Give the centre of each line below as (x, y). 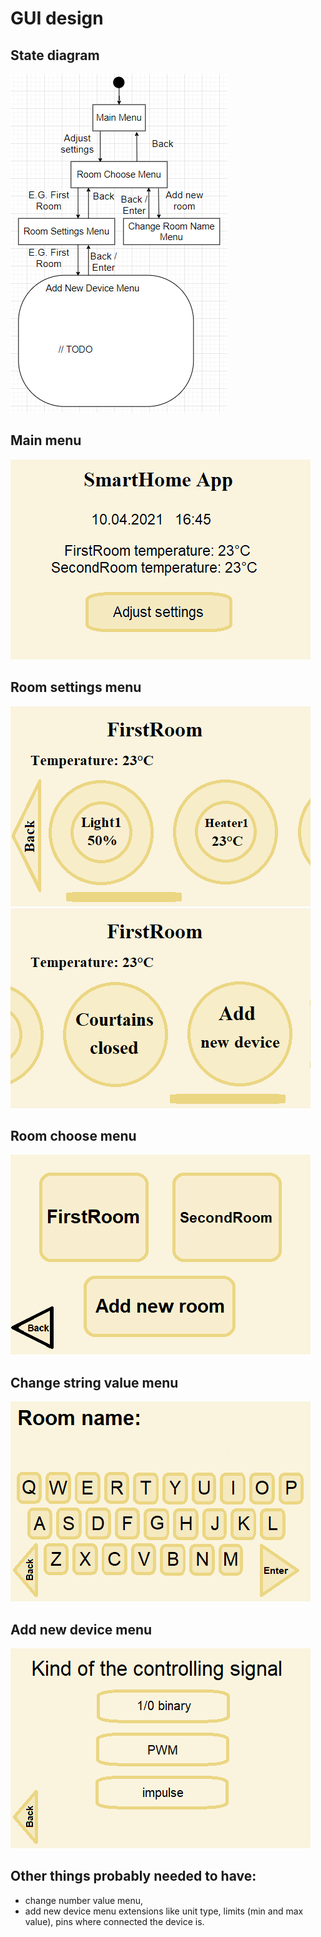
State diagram (55, 55)
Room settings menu (76, 687)
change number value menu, (84, 1900)
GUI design (57, 18)
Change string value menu (94, 1382)
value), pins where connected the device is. (114, 1921)
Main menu (46, 440)
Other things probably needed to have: (133, 1876)
